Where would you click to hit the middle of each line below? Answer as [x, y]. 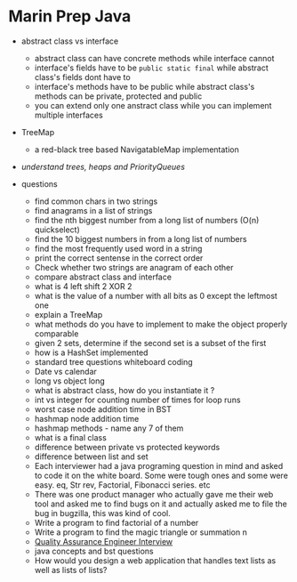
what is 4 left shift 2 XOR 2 [83, 286]
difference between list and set [91, 457]
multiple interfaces [68, 115]
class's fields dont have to [82, 77]
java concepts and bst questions [94, 551]
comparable [56, 333]
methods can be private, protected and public [118, 96]
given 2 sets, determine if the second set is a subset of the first [150, 343]
